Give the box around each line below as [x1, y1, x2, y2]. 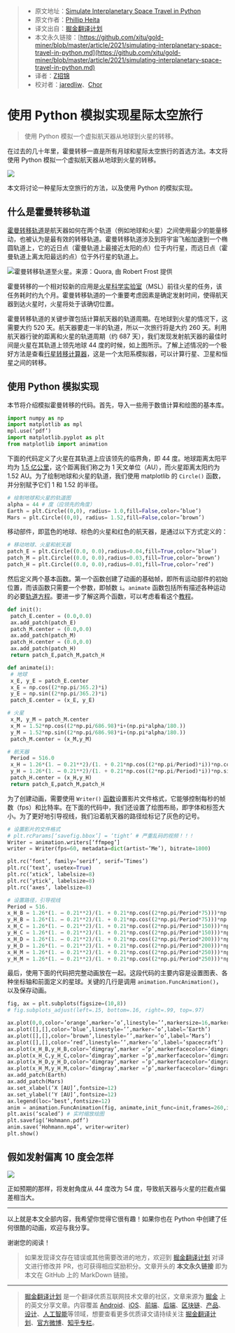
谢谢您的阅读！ [7, 1238, 50, 1246]
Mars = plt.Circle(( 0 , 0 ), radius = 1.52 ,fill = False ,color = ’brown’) [7, 514, 205, 521]
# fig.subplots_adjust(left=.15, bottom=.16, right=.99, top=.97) [7, 1007, 205, 1014]
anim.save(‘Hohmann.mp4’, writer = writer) [7, 1124, 130, 1131]
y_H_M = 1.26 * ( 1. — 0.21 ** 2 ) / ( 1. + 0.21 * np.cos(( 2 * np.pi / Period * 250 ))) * [7, 955, 224, 962]
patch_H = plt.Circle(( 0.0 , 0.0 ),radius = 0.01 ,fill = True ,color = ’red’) [7, 561, 215, 568]
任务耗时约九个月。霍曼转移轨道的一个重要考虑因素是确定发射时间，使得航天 [7, 291, 228, 299]
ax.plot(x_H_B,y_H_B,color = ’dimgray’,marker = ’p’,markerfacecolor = [7, 1045, 208, 1053]
